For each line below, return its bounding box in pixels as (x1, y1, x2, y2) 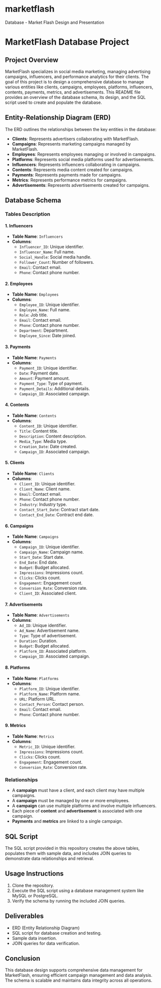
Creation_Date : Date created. (19, 443, 77, 449)
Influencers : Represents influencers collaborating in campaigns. (12, 162, 141, 167)
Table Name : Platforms (12, 675, 59, 681)
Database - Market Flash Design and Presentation (5, 19, 104, 25)
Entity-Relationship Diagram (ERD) (5, 113, 111, 122)
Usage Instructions (5, 870, 64, 878)
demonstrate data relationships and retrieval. (5, 856, 94, 861)
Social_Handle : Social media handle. (19, 254, 92, 260)
